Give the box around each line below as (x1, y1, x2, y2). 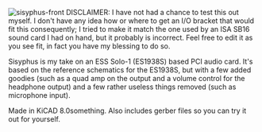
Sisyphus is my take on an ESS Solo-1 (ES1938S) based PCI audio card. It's (8, 56, 253, 66)
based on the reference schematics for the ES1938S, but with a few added (8, 65, 252, 75)
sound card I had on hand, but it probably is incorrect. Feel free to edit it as (8, 33, 253, 42)
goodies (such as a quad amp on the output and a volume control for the (8, 74, 245, 83)
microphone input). (8, 91, 71, 99)
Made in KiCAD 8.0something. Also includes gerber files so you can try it (8, 106, 247, 115)
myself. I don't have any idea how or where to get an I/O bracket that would (8, 16, 255, 25)
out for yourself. (8, 115, 61, 123)
